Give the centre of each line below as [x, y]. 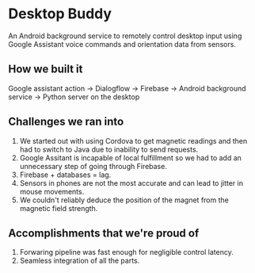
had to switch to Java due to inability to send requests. [109, 149]
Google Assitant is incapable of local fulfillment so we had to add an [130, 158]
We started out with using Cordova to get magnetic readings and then [133, 140]
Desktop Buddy [60, 14]
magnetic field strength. [59, 208]
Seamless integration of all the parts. [80, 261]
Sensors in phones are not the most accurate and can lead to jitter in [131, 183]
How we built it [46, 69]
